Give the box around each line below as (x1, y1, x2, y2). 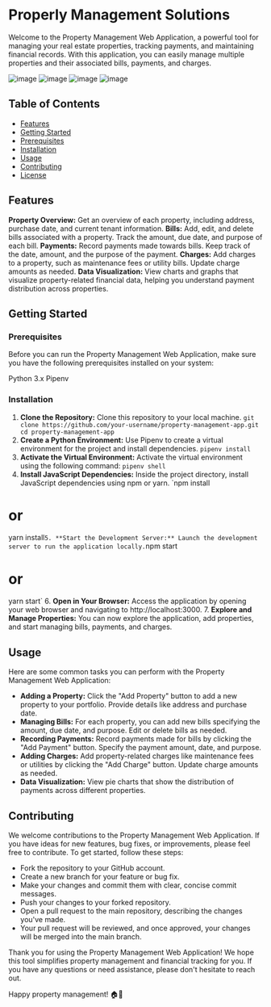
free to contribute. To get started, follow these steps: (8, 848, 184, 858)
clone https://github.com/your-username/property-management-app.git (19, 421, 260, 429)
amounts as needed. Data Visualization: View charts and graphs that (8, 266, 239, 276)
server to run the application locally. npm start (8, 541, 178, 551)
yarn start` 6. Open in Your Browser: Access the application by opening (8, 596, 247, 606)
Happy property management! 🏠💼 (8, 989, 123, 999)
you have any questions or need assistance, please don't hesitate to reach (8, 965, 256, 975)
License (19, 170, 47, 179)
